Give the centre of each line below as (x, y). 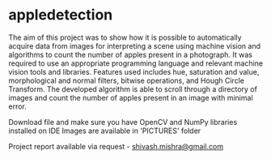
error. (17, 106)
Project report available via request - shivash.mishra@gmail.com (116, 146)
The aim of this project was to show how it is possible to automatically (125, 37)
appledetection (61, 15)
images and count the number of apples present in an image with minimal (131, 97)
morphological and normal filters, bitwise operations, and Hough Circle (127, 80)
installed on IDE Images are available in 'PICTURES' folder (105, 131)
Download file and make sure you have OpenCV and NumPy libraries (123, 122)
